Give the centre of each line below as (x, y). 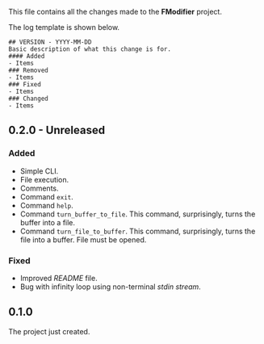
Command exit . (47, 196)
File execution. (44, 179)
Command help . (47, 205)
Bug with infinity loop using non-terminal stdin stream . (111, 287)
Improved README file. (59, 278)
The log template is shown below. (64, 27)
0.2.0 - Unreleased (57, 130)
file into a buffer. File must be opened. (83, 239)
